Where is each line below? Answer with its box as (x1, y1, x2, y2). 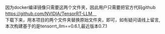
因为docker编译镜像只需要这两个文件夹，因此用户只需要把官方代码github (5, 4, 156, 10)
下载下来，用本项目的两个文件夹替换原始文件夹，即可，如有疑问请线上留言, (5, 17, 160, 22)
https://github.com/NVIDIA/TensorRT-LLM (5, 10, 93, 16)
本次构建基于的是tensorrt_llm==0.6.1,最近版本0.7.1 (5, 23, 107, 29)
